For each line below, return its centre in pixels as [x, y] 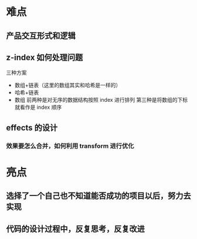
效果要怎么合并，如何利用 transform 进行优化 [70, 146]
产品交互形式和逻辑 [41, 36]
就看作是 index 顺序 [38, 107]
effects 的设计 [32, 127]
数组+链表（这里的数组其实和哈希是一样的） [68, 85]
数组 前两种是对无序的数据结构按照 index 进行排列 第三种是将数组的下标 [101, 100]
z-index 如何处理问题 [45, 57]
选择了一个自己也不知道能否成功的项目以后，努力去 [98, 196]
